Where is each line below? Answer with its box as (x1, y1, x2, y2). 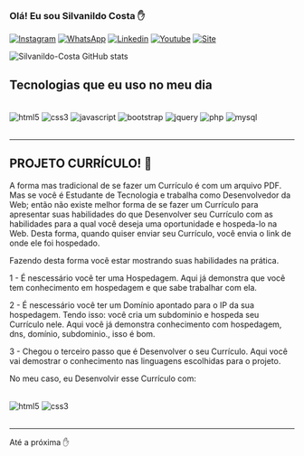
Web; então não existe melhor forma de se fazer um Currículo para (9, 199, 259, 209)
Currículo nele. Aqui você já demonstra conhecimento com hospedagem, (9, 319, 282, 330)
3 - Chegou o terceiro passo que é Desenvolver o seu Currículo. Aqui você (9, 346, 288, 357)
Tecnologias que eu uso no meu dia (9, 77, 213, 92)
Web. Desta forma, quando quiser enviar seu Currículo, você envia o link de (9, 228, 291, 238)
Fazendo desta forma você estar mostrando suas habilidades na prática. (9, 255, 280, 265)
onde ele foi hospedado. (9, 237, 100, 248)
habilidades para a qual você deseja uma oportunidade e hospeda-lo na (9, 218, 278, 229)
